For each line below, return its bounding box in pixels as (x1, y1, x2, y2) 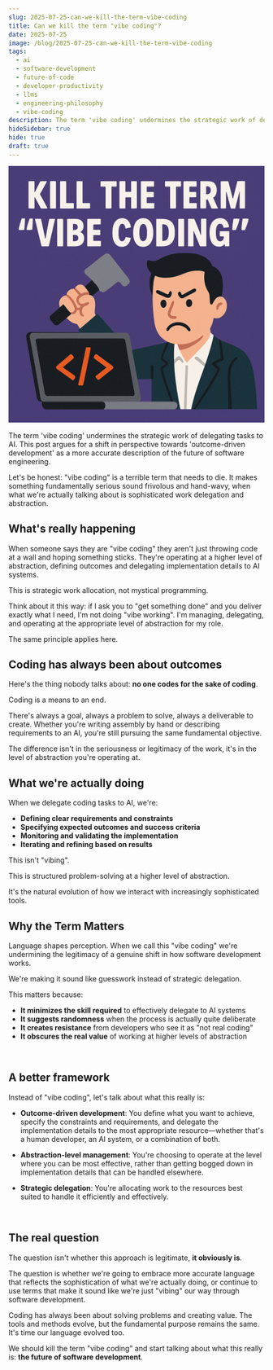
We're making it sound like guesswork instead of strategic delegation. (8, 974, 242, 983)
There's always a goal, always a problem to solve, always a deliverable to (8, 711, 253, 721)
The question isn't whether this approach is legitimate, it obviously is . (8, 1253, 242, 1262)
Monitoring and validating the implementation (19, 831, 179, 841)
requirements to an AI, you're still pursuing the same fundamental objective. (8, 728, 262, 738)
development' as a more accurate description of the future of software (8, 448, 245, 458)
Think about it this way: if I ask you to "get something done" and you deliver (8, 601, 262, 611)
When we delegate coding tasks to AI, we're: (8, 798, 158, 808)
